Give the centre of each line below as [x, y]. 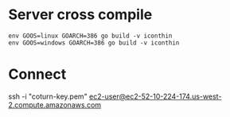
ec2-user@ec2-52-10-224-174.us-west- [155, 96]
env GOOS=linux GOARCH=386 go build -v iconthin [90, 36]
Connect [37, 74]
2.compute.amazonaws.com [55, 104]
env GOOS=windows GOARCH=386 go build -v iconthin [94, 43]
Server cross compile [80, 15]
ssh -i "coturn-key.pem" [48, 96]
